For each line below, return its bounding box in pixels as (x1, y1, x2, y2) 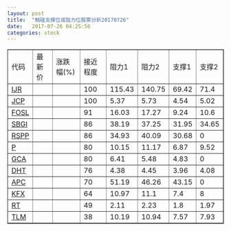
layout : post (7, 10, 45, 17)
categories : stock (7, 29, 60, 36)
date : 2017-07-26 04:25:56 (7, 23, 91, 30)
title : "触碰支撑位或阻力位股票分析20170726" (7, 16, 129, 23)
